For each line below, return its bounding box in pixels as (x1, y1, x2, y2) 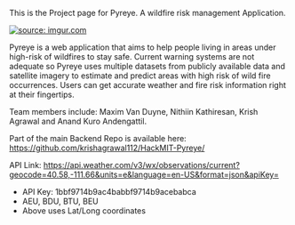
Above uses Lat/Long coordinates (21, 205, 147, 216)
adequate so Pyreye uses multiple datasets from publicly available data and (9, 61, 286, 71)
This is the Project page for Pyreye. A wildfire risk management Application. (9, 8, 286, 18)
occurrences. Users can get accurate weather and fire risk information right (9, 80, 287, 90)
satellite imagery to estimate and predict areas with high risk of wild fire (9, 70, 271, 81)
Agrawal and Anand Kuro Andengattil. (9, 116, 147, 126)
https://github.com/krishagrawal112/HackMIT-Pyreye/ (9, 142, 205, 153)
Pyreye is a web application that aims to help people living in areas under (9, 42, 276, 52)
